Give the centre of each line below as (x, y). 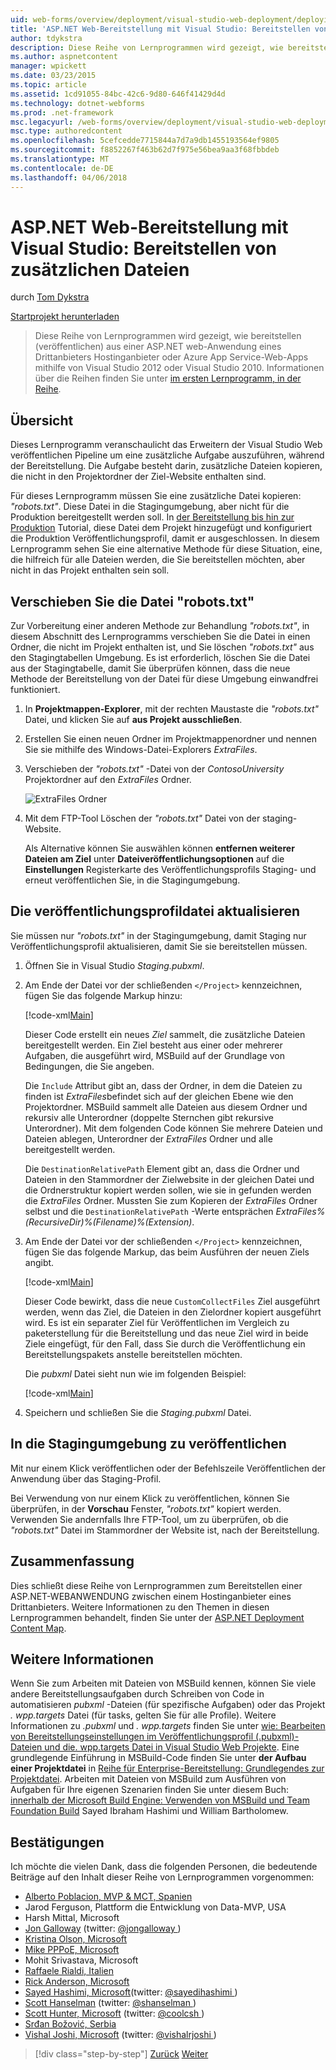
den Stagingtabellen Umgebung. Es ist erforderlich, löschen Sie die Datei (160, 658)
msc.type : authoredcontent (66, 131)
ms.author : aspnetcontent (64, 57)
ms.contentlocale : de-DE (62, 168)
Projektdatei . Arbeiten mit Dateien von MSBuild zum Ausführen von (148, 1779)
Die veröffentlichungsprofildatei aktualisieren (155, 911)
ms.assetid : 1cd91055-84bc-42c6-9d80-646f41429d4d (118, 94)
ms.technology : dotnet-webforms (77, 103)
